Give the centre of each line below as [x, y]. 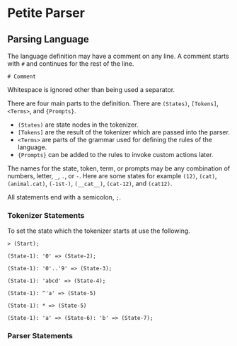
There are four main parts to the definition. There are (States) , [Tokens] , [113, 103]
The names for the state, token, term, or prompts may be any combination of [119, 168]
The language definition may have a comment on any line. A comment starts [118, 56]
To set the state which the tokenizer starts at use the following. [99, 231]
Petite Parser [46, 13]
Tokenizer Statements [46, 215]
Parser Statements [40, 336]
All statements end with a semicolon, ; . [64, 197]
